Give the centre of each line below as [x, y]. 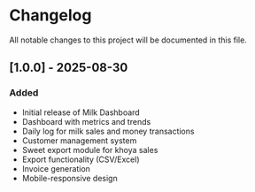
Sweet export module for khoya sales [90, 150]
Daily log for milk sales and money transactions [108, 131]
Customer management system [79, 140]
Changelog [50, 15]
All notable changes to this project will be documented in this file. [128, 40]
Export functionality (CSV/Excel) [81, 159]
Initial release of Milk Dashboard [81, 112]
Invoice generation [56, 168]
